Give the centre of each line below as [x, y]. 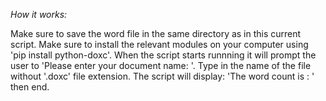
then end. [30, 87]
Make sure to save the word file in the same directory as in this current [156, 33]
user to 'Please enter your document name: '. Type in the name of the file [161, 65]
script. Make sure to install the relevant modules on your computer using [159, 44]
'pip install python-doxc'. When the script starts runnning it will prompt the [163, 55]
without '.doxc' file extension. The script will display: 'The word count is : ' [162, 76]
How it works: [39, 14]
